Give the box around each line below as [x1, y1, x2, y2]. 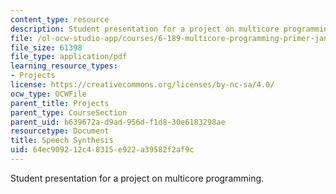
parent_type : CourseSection [10, 107, 128, 118]
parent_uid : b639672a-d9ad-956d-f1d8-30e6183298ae [10, 117, 226, 127]
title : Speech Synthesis [10, 136, 114, 146]
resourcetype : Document [10, 126, 110, 136]
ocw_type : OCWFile [10, 89, 87, 99]
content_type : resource [10, 14, 110, 25]
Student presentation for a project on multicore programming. [10, 172, 265, 184]
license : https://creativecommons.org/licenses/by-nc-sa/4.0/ [10, 80, 275, 90]
